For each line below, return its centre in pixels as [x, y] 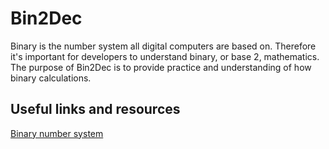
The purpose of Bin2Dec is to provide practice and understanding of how [161, 67]
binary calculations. [51, 78]
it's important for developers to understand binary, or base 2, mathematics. [165, 56]
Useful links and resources [95, 109]
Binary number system [57, 133]
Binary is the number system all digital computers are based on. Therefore [163, 46]
